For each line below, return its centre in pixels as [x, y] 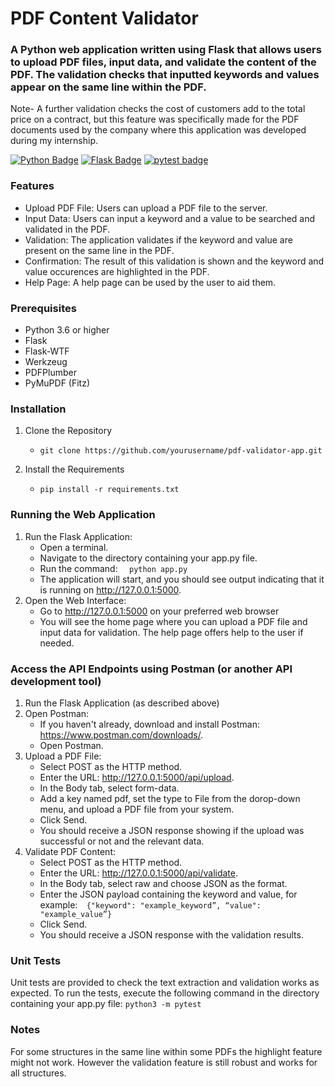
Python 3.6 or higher [67, 330]
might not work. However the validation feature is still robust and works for [164, 1062]
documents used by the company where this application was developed [158, 130]
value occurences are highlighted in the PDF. [117, 271]
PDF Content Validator [104, 18]
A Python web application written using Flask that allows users [166, 50]
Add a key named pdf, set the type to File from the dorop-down [170, 798]
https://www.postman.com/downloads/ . [121, 734]
